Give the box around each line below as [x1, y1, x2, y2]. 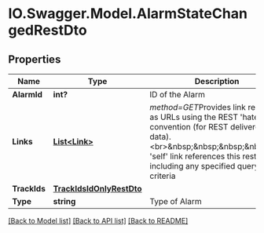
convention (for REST [149, 122, 229, 132]
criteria [149, 170, 176, 181]
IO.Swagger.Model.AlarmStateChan [8, 5, 247, 23]
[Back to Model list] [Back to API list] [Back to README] [8, 217, 189, 225]
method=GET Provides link [149, 102, 246, 112]
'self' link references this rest [149, 151, 257, 162]
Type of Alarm [149, 196, 202, 206]
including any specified [149, 161, 236, 171]
